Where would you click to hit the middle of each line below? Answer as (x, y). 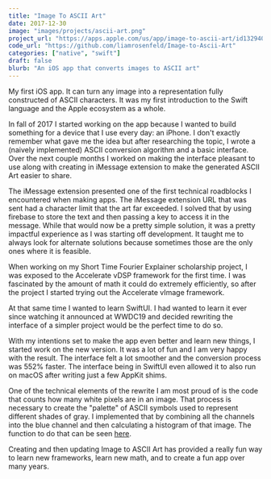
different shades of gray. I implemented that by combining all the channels (132, 416)
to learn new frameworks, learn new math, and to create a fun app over (127, 457)
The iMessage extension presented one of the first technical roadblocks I (130, 191)
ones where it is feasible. (50, 251)
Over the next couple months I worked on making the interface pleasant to (132, 158)
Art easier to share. (40, 175)
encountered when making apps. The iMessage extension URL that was (128, 199)
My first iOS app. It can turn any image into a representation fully (116, 91)
